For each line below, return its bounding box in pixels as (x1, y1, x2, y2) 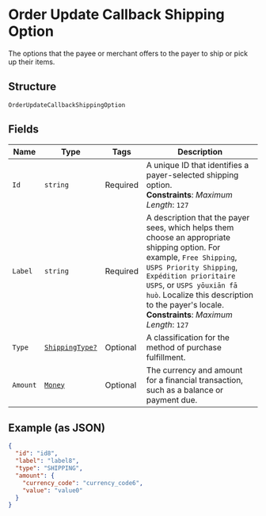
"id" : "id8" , (15, 449, 59, 457)
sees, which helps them (146, 222, 234, 233)
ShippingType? (44, 342, 97, 352)
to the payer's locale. (146, 299, 224, 310)
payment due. (146, 394, 198, 405)
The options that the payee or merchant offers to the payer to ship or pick (8, 48, 248, 58)
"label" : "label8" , (15, 457, 80, 465)
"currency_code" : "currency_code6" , (22, 479, 144, 487)
